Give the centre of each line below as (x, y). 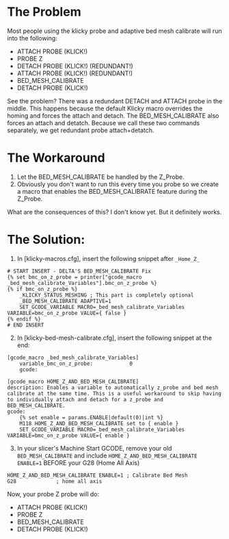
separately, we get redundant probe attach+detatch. (81, 130)
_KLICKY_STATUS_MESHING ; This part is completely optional (107, 295)
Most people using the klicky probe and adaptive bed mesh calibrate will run (114, 31)
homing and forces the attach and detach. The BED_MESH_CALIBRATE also (113, 115)
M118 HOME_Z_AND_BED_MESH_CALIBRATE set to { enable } (99, 423)
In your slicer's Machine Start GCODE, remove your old (94, 448)
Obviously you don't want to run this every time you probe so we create (118, 184)
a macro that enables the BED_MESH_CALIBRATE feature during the (112, 191)
